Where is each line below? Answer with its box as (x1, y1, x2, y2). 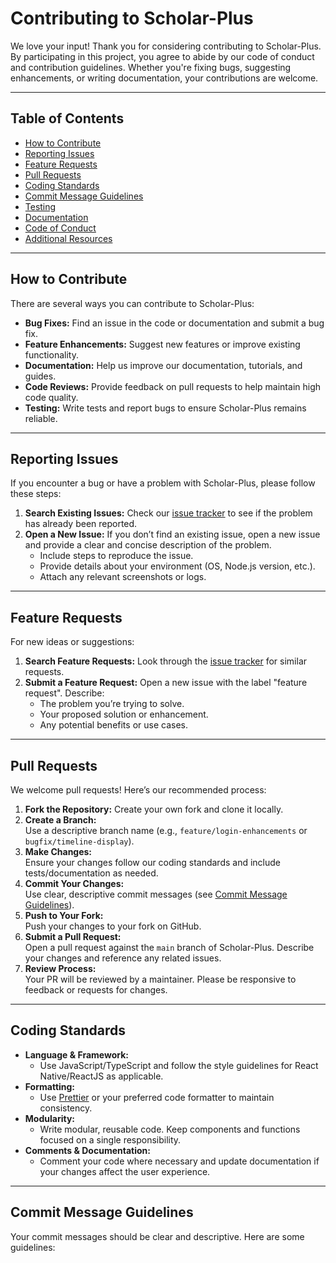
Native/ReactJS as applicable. (39, 1070, 164, 1082)
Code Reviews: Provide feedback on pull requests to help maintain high (24, 380, 322, 392)
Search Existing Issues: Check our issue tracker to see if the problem (24, 507, 313, 519)
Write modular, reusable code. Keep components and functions (39, 1123, 301, 1135)
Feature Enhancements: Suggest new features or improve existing (24, 338, 301, 350)
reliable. (24, 412, 58, 424)
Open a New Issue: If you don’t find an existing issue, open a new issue (24, 528, 321, 541)
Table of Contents (10, 110, 125, 127)
